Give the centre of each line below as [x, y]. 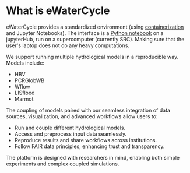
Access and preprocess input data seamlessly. [71, 134]
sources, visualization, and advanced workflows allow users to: [82, 116]
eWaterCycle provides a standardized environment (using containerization [95, 27]
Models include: [25, 63]
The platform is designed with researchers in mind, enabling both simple [93, 157]
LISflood [24, 93]
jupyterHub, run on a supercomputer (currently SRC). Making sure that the [95, 39]
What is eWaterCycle [58, 11]
